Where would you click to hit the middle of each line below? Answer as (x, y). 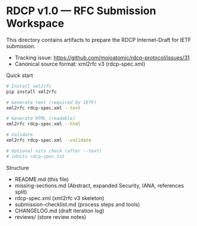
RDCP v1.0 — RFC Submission (81, 11)
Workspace (35, 23)
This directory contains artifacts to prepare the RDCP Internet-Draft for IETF (99, 40)
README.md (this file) (42, 179)
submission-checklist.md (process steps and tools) (77, 204)
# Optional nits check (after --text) (54, 151)
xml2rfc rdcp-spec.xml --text (44, 108)
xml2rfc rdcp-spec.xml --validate (49, 140)
